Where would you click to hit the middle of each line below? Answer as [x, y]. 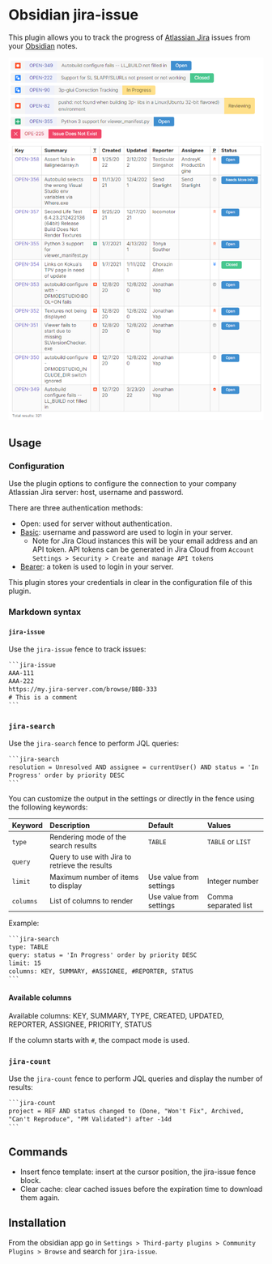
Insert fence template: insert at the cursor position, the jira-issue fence [138, 1172]
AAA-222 [21, 681]
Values [219, 825]
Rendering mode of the [88, 837]
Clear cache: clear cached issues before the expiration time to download [141, 1189]
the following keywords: [48, 807]
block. [30, 1180]
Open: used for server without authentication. [96, 523]
